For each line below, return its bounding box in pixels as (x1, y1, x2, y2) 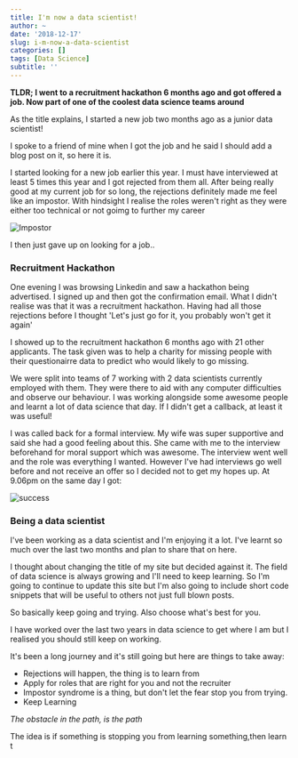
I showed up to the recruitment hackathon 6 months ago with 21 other (10, 337, 264, 348)
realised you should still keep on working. (10, 633, 162, 645)
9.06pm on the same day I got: (10, 475, 122, 486)
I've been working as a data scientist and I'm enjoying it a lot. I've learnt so (10, 535, 283, 545)
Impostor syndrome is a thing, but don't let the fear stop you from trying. (22, 687, 288, 698)
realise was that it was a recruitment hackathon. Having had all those (10, 301, 262, 311)
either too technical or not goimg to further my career (10, 205, 206, 215)
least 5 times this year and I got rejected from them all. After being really (10, 176, 274, 187)
